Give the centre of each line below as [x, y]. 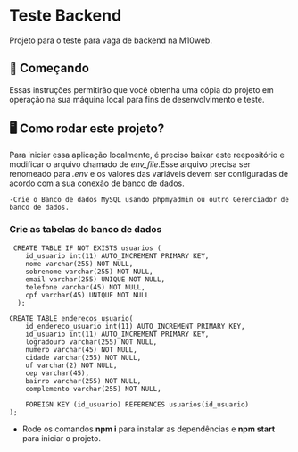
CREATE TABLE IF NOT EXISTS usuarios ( [87, 248]
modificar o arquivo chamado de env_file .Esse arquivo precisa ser [130, 164]
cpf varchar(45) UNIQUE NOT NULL [87, 295]
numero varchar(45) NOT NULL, [82, 349]
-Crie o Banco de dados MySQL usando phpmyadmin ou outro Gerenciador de [149, 199]
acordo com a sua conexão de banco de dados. [97, 183]
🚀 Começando [49, 68]
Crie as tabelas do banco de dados [86, 230]
